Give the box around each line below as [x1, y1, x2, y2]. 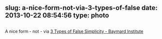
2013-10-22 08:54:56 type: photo [5, 12, 109, 20]
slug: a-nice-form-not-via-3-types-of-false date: [5, 4, 158, 12]
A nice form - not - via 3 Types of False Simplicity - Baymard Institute [5, 28, 144, 34]
